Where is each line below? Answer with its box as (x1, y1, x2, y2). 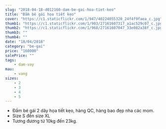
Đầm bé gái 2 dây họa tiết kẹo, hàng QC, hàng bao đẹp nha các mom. (12, 108, 155, 114)
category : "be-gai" (5, 44, 45, 49)
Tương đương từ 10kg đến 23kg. (12, 118, 78, 124)
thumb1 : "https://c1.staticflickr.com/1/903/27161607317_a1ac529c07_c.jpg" (5, 21, 165, 26)
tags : (5, 58, 16, 63)
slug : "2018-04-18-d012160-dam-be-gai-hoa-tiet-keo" (5, 7, 116, 12)
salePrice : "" (5, 53, 35, 58)
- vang (14, 71, 28, 76)
